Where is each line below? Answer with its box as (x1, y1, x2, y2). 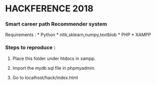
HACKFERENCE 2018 (5, 3, 94, 14)
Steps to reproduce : (5, 44, 56, 51)
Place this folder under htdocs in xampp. (12, 55, 96, 61)
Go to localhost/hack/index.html (12, 75, 78, 81)
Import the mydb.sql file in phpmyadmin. (12, 65, 96, 71)
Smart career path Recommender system (5, 21, 107, 28)
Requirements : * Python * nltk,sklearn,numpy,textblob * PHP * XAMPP (5, 32, 151, 38)
